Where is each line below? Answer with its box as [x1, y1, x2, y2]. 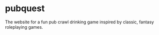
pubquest [5, 3, 45, 14]
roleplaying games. [5, 24, 43, 30]
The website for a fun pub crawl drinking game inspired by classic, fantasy [5, 19, 154, 25]
